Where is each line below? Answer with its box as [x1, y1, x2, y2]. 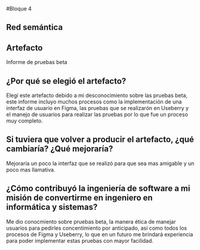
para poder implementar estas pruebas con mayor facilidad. [6, 237, 154, 244]
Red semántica [6, 22, 63, 32]
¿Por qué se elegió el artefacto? [6, 76, 127, 86]
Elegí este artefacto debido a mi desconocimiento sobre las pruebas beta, [6, 92, 188, 99]
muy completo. [6, 117, 43, 124]
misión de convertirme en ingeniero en [6, 193, 153, 203]
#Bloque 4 [6, 5, 32, 12]
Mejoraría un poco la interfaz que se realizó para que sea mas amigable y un [6, 160, 195, 167]
